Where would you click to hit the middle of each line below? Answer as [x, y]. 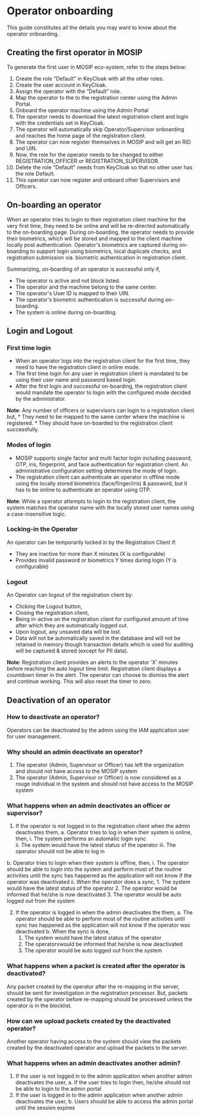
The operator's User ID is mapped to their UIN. [72, 293]
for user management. [34, 736]
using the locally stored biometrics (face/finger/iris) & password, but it [101, 483]
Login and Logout [40, 331]
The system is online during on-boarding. [66, 312]
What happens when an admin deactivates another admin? [94, 1063]
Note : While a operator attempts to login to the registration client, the [91, 501]
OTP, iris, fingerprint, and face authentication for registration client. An [101, 464]
